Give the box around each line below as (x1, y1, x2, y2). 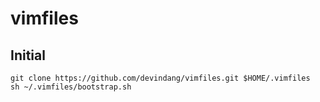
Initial (10, 47, 46, 64)
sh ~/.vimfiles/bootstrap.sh (10, 82, 132, 92)
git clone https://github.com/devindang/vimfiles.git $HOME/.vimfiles (10, 73, 311, 83)
